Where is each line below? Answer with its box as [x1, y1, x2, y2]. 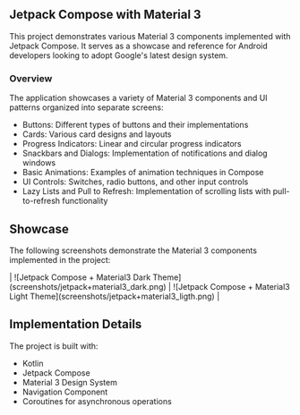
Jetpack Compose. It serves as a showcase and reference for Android [9, 40, 269, 51]
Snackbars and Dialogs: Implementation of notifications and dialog [21, 148, 268, 159]
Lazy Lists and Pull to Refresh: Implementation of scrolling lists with [21, 186, 271, 197]
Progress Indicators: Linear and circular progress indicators [21, 139, 242, 149]
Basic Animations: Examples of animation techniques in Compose [21, 167, 264, 178]
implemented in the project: [9, 254, 111, 265]
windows [21, 157, 56, 168]
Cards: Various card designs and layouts [21, 129, 172, 140]
